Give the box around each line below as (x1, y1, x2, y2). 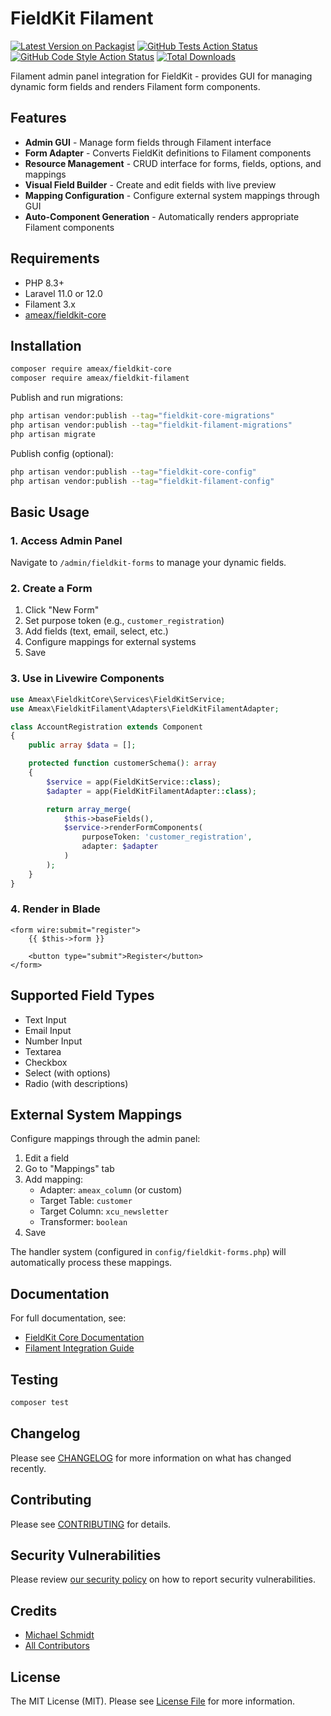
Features (10, 110, 67, 127)
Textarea (24, 1045, 62, 1057)
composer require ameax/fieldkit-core (10, 364, 172, 374)
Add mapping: (24, 1173, 84, 1186)
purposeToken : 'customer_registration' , (81, 832, 253, 842)
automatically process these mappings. (10, 1257, 173, 1269)
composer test (10, 1398, 70, 1408)
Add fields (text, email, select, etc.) (24, 625, 169, 637)
